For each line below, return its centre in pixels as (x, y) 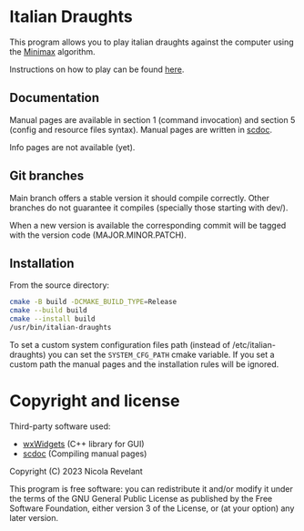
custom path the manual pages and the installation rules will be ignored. (144, 364)
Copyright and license (95, 401)
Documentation (55, 98)
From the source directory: (60, 285)
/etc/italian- (253, 344)
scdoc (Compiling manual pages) (85, 454)
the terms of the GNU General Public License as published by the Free (141, 498)
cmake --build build (49, 311)
